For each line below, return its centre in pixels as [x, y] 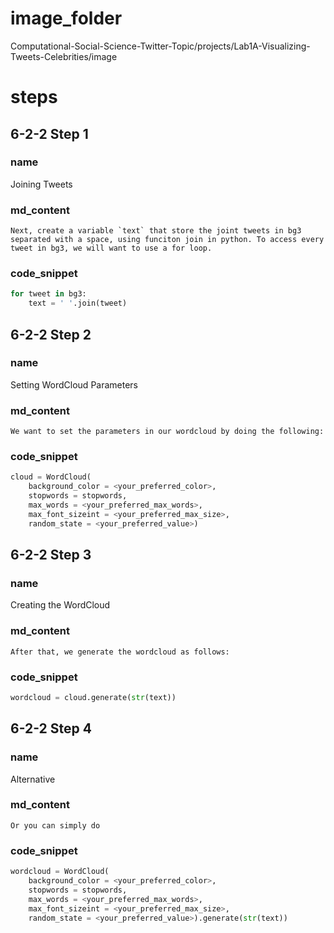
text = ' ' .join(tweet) [78, 303]
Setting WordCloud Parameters [74, 384]
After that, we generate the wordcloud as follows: [120, 652]
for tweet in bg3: [48, 294]
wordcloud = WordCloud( [60, 872]
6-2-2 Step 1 [49, 133]
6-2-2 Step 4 [51, 728]
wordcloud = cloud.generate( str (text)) [93, 697]
